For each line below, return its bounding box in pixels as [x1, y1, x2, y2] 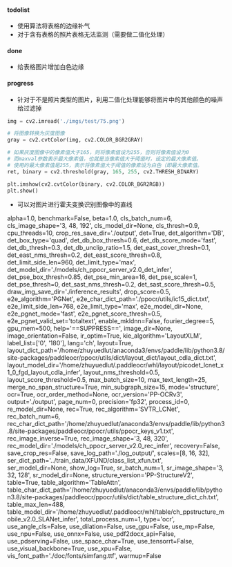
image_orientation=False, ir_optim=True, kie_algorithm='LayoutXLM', [7, 331, 202, 340]
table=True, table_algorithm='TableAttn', [7, 479, 122, 487]
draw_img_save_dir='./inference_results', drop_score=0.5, [7, 287, 171, 296]
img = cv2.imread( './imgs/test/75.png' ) [7, 117, 126, 124]
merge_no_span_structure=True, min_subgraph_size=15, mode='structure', [7, 383, 220, 392]
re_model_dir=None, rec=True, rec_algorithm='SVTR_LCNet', [7, 405, 180, 414]
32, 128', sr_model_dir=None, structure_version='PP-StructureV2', [7, 471, 194, 479]
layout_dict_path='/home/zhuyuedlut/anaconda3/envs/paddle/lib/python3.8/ [7, 346, 225, 355]
